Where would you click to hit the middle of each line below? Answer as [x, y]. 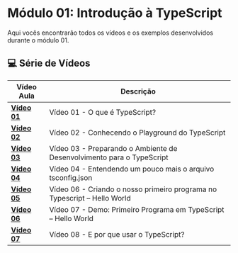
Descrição [138, 91]
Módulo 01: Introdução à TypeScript [115, 13]
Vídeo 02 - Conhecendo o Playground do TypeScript [137, 133]
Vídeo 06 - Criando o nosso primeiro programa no [133, 189]
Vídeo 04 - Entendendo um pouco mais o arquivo [132, 169]
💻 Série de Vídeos [49, 63]
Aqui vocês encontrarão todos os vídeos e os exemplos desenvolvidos [110, 33]
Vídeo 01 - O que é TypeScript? [103, 112]
